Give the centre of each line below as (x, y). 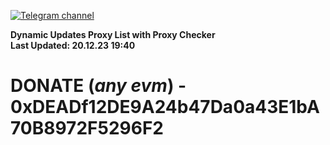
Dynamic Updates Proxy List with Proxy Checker (113, 34)
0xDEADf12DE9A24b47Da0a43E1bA (165, 107)
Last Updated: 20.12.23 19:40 (73, 45)
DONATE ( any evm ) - (98, 86)
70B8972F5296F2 (87, 128)
